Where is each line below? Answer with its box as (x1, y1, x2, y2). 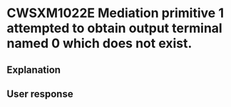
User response (6, 88, 73, 100)
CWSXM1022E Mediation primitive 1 (6, 5, 224, 21)
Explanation (6, 63, 61, 76)
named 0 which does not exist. (6, 36, 192, 51)
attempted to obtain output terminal (6, 20, 222, 36)
